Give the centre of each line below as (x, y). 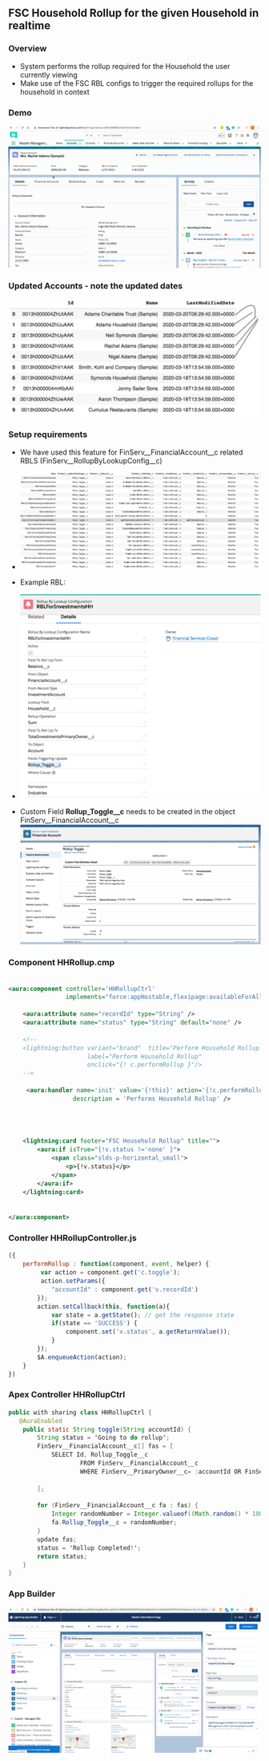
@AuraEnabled (40, 1421)
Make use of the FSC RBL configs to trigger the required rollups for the (137, 83)
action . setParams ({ (73, 1281)
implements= (85, 997)
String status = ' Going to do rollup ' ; (104, 1438)
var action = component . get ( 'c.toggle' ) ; (110, 1273)
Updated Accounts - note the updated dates (95, 286)
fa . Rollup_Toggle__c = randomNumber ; (114, 1523)
